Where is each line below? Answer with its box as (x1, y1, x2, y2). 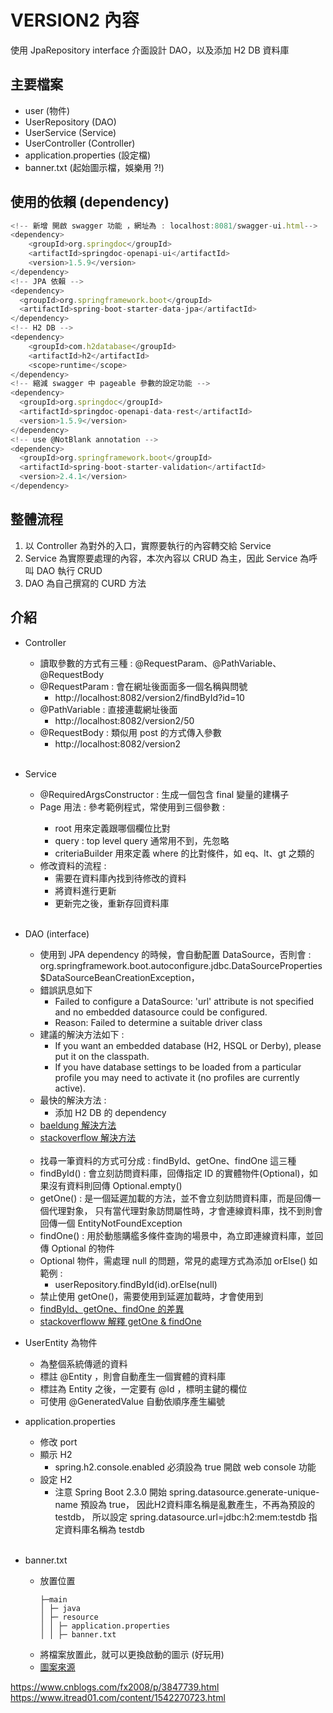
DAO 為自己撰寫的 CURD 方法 (24, 577, 147, 589)
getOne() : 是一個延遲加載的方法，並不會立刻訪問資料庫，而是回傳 (39, 1192, 313, 1204)
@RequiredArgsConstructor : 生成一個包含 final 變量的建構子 (39, 788, 290, 800)
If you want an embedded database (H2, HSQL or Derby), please (54, 1039, 322, 1051)
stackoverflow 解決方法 (39, 1131, 137, 1143)
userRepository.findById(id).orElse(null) (54, 1278, 218, 1290)
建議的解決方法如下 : (39, 1028, 125, 1040)
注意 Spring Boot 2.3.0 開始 (54, 1486, 167, 1498)
